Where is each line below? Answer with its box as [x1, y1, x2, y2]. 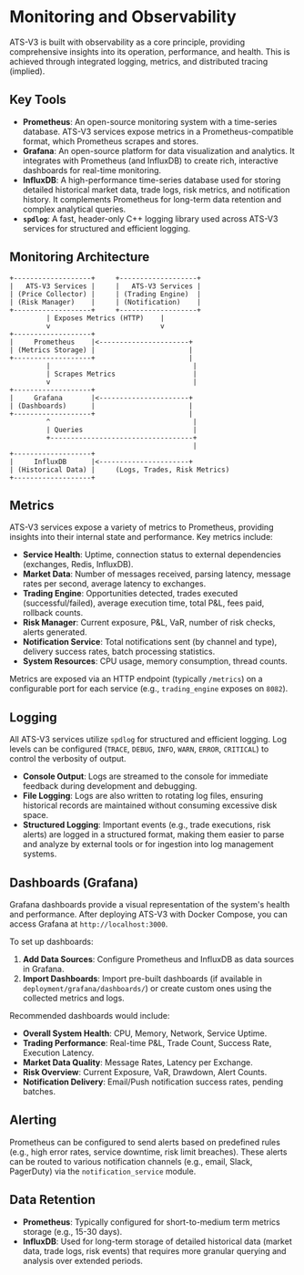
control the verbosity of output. [9, 753, 127, 764]
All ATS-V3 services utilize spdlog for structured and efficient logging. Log [9, 734, 288, 745]
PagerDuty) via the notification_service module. [9, 1166, 197, 1177]
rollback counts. [22, 607, 84, 618]
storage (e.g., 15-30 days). [22, 1226, 123, 1237]
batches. [22, 1086, 56, 1096]
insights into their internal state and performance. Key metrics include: [9, 532, 273, 543]
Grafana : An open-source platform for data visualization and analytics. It [22, 145, 296, 156]
